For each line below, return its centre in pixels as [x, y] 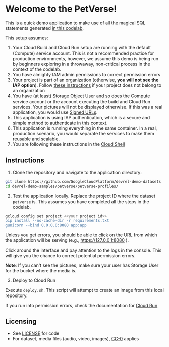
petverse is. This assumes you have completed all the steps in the [81, 201]
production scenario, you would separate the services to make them [83, 133]
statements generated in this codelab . [45, 28]
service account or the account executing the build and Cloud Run [81, 101]
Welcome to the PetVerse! [61, 9]
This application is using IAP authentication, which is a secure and [81, 117]
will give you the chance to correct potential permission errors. [70, 256]
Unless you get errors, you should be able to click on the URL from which [81, 235]
